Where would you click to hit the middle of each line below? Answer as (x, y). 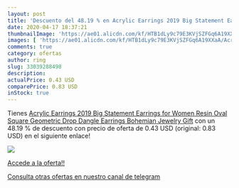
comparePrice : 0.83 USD (43, 87)
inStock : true (28, 93)
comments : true (30, 47)
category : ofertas (34, 54)
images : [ (22, 40)
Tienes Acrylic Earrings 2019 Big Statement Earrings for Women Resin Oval (117, 114)
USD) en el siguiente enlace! (49, 136)
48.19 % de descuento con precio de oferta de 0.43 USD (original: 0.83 (111, 128)
